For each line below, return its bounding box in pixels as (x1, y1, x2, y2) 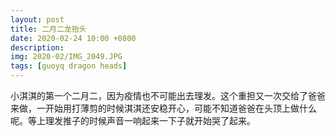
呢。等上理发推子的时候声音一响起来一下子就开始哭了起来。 (10, 115, 256, 126)
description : (10, 42, 65, 53)
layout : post (10, 14, 65, 25)
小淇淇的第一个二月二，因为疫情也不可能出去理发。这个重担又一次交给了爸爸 (10, 90, 326, 101)
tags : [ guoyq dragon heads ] (10, 61, 128, 71)
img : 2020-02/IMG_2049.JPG (10, 52, 123, 62)
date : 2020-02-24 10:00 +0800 (10, 33, 137, 43)
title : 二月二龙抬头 (10, 24, 87, 34)
